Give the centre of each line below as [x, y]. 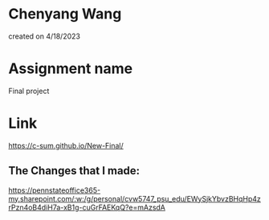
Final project [29, 91]
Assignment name [71, 69]
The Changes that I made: [74, 171]
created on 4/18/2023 [44, 36]
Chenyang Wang [65, 14]
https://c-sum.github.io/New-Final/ [66, 145]
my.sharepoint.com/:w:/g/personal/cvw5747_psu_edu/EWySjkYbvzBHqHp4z [134, 198]
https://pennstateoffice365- [55, 190]
